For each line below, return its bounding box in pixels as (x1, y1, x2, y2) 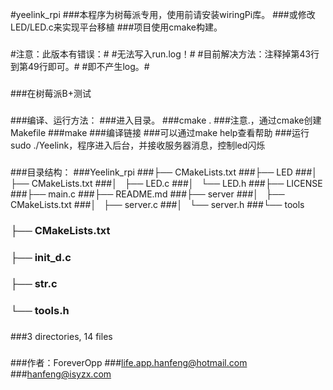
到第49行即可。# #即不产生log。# (10, 60, 150, 72)
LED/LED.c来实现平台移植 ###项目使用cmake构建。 (10, 21, 223, 33)
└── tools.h (10, 304, 70, 318)
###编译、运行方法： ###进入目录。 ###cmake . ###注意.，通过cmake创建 (10, 114, 322, 126)
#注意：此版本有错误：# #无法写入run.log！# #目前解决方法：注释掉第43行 (10, 48, 320, 60)
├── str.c (10, 277, 58, 291)
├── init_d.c (10, 250, 72, 264)
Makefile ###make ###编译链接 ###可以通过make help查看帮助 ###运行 (10, 126, 310, 138)
